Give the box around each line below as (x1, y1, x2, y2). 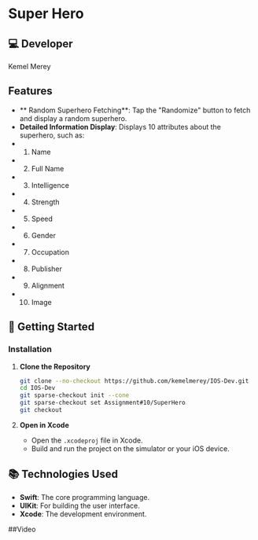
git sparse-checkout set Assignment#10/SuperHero (19, 399, 186, 407)
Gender (31, 230, 57, 240)
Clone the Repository (19, 362, 90, 371)
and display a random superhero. (19, 113, 127, 123)
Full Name (31, 163, 64, 173)
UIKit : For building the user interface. (19, 501, 140, 510)
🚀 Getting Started (8, 320, 95, 334)
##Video (8, 524, 36, 534)
